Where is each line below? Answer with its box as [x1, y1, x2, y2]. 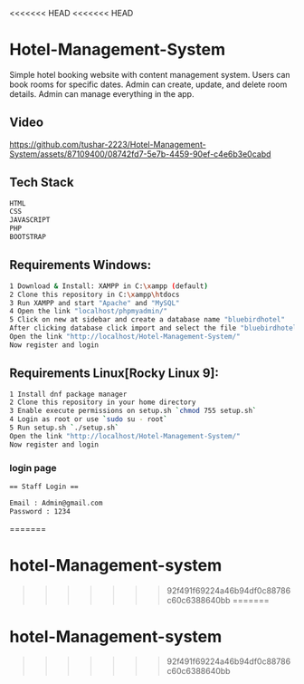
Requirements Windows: [9, 257, 152, 273]
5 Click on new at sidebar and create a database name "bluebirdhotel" [9, 315, 285, 324]
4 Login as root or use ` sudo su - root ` [9, 415, 168, 424]
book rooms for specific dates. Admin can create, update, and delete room [9, 79, 288, 90]
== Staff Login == [9, 482, 79, 491]
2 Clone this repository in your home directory [9, 398, 196, 407]
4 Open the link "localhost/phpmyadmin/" [9, 307, 168, 316]
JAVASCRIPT [9, 216, 51, 225]
